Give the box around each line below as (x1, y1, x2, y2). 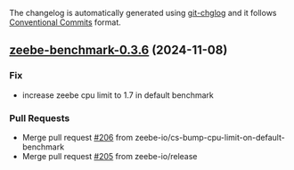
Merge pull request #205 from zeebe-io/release (21, 150, 198, 161)
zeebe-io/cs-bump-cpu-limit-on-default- (135, 132, 285, 142)
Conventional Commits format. (9, 17, 122, 28)
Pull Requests (9, 111, 70, 124)
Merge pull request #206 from (21, 132, 134, 142)
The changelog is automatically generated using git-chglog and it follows (9, 8, 278, 18)
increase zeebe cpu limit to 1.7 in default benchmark (21, 89, 214, 101)
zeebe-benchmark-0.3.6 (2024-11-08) (9, 43, 228, 58)
